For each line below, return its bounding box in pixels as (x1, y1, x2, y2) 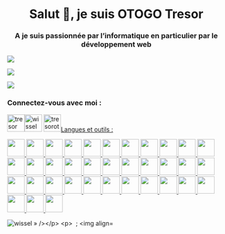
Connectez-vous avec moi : (7, 98, 102, 108)
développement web (80, 39, 152, 49)
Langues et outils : (60, 125, 114, 134)
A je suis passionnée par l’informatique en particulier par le (15, 31, 218, 41)
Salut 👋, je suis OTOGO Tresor (29, 6, 204, 22)
